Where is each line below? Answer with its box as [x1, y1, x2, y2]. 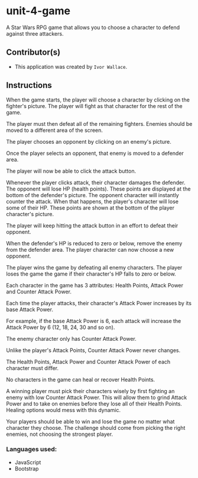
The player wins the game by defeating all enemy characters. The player [6, 264, 183, 271]
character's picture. [6, 210, 54, 217]
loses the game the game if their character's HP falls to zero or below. [6, 270, 176, 277]
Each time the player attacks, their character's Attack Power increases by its [6, 299, 192, 306]
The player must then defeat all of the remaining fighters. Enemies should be [6, 120, 193, 127]
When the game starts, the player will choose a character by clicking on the [6, 96, 190, 103]
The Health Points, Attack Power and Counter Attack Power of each [6, 358, 171, 365]
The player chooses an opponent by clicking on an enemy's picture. [6, 138, 171, 145]
